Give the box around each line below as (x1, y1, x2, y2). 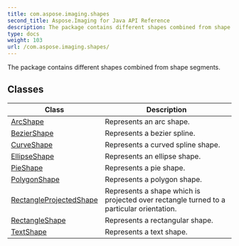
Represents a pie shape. (105, 163, 186, 173)
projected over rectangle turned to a (105, 195, 225, 205)
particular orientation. (105, 203, 177, 213)
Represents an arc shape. (105, 117, 190, 127)
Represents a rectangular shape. (105, 215, 213, 225)
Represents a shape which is (105, 186, 201, 196)
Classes (7, 83, 44, 96)
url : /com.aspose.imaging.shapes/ (7, 43, 110, 50)
